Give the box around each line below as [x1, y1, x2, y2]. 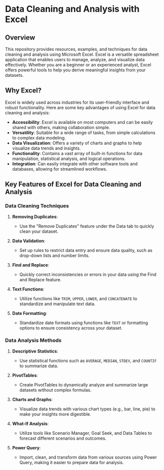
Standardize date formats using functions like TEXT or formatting [19, 319, 148, 326]
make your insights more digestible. [19, 411, 91, 417]
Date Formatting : [12, 310, 47, 316]
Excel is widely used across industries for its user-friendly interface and [5, 99, 150, 105]
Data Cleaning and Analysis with [5, 3, 140, 15]
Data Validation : [12, 238, 45, 244]
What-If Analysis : [12, 421, 49, 426]
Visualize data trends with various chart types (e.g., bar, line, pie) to [19, 406, 156, 412]
